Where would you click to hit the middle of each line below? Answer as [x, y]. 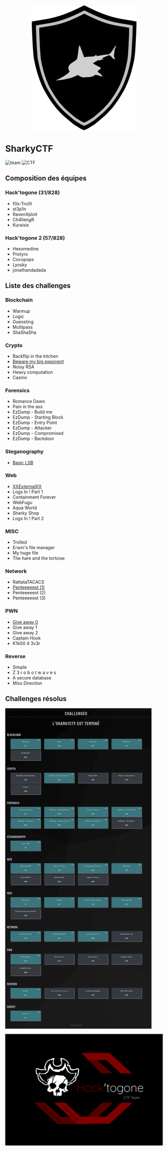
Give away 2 [25, 632]
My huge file [25, 553]
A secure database [32, 677]
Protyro [20, 254]
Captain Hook [26, 638]
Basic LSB [23, 463]
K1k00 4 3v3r [26, 643]
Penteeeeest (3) [29, 598]
